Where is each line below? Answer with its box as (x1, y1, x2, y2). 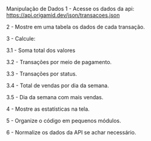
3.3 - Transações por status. (6, 70, 78, 77)
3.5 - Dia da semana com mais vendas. (6, 94, 104, 100)
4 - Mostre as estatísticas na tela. (6, 105, 90, 113)
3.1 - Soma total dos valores (6, 47, 76, 54)
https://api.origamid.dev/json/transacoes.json (6, 11, 120, 19)
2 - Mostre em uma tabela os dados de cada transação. (6, 24, 146, 30)
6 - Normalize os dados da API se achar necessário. (6, 129, 136, 136)
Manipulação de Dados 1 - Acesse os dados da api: (6, 5, 135, 12)
